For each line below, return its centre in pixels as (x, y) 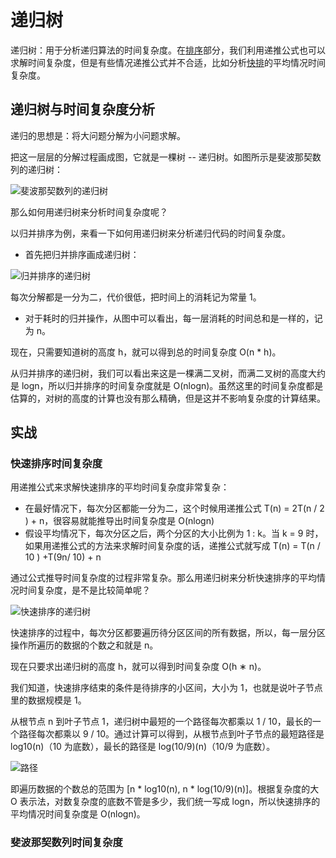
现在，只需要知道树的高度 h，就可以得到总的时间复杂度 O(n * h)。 (146, 352)
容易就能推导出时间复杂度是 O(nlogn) (138, 521)
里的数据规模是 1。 (48, 700)
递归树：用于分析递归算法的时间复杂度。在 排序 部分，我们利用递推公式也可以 (168, 50)
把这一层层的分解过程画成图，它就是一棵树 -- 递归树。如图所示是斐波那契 (161, 157)
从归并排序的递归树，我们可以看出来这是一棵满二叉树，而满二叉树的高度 (159, 373)
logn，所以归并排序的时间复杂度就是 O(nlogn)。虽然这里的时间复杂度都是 (172, 385)
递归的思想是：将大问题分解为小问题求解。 (98, 135)
